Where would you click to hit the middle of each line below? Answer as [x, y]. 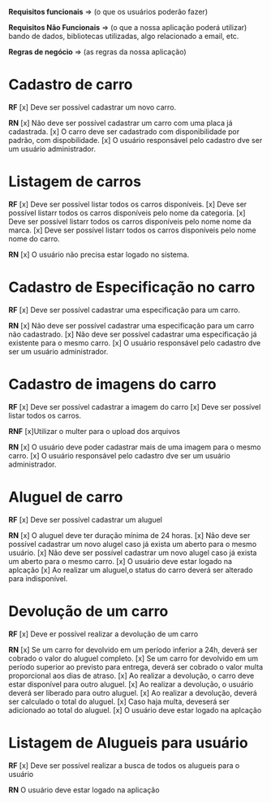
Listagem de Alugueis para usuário [129, 742]
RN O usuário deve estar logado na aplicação [84, 790]
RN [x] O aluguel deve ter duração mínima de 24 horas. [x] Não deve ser [129, 535]
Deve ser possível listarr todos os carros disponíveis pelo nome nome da [130, 221]
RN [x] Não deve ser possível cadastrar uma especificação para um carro [131, 325]
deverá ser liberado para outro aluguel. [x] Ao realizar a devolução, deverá [133, 692]
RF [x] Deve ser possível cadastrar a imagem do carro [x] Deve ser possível [135, 406]
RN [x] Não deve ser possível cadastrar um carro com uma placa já [120, 123]
